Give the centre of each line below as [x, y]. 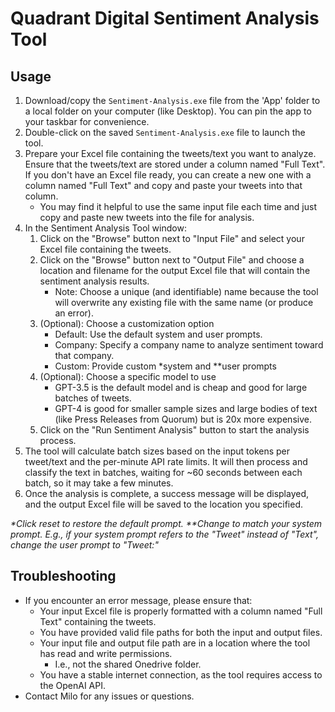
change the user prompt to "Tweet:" [84, 545]
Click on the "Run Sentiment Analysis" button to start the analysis [174, 430]
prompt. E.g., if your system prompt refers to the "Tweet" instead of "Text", [164, 534]
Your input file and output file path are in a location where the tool [175, 643]
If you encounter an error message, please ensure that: [138, 600]
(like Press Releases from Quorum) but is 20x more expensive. [183, 419]
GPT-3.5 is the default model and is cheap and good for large [181, 387]
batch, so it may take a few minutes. [99, 483]
